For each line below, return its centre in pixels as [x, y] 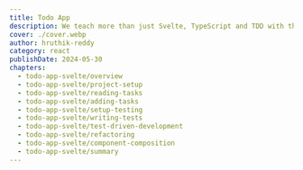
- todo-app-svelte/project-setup [80, 85]
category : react [40, 51]
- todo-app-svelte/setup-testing [80, 110]
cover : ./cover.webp [48, 34]
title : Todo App [40, 18]
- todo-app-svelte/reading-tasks [80, 93]
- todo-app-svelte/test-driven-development [100, 127]
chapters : [28, 68]
